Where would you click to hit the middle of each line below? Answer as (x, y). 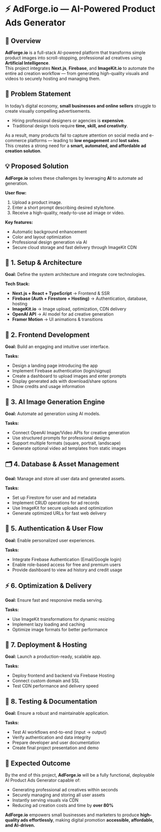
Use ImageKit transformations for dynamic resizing (63, 619)
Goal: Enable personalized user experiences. (50, 540)
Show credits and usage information (49, 387)
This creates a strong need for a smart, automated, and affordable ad (76, 146)
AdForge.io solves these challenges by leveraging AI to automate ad (74, 178)
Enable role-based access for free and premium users (66, 564)
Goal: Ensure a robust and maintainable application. (57, 713)
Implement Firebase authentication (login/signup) (61, 371)
